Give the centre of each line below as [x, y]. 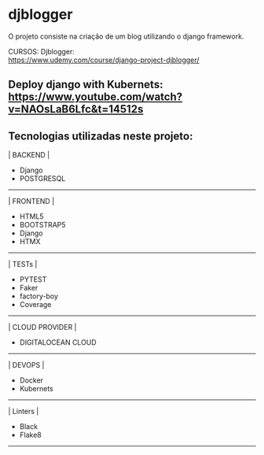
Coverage [35, 305]
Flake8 [30, 435]
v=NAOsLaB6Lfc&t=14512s [76, 109]
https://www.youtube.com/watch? [95, 97]
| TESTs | [23, 264]
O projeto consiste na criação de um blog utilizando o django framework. [126, 36]
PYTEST [33, 279]
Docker [31, 380]
